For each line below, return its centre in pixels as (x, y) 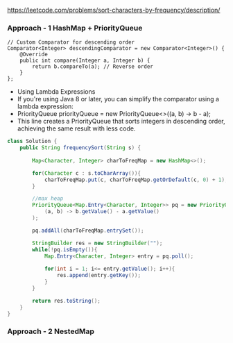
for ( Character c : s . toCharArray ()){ (86, 173)
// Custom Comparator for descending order (71, 42)
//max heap (48, 199)
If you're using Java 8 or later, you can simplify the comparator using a (118, 99)
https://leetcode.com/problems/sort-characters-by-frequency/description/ (114, 10)
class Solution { (32, 142)
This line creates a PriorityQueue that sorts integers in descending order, (121, 122)
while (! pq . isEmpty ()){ (65, 249)
